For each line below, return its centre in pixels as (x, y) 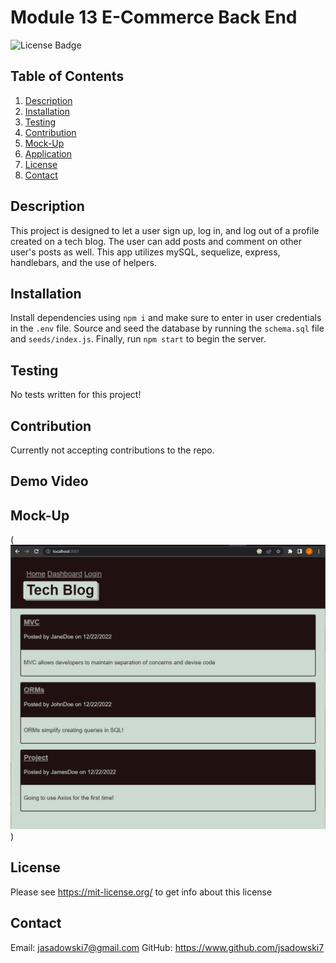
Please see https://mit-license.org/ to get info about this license (141, 892)
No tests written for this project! (76, 395)
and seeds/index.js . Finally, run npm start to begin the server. (138, 339)
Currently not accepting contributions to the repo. (112, 450)
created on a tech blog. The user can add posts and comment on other (156, 241)
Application (48, 153)
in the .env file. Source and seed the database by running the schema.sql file (167, 328)
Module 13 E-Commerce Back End (154, 17)
